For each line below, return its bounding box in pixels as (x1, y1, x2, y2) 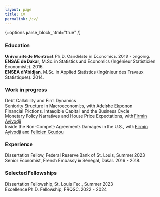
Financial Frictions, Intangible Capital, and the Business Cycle (5, 108, 130, 113)
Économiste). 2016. (5, 63, 44, 69)
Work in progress (5, 86, 48, 93)
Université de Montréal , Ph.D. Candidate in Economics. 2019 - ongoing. (5, 53, 151, 59)
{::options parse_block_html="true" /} (5, 30, 81, 36)
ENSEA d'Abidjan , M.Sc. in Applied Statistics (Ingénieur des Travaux (5, 69, 144, 75)
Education (5, 42, 30, 49)
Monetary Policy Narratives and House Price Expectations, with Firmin (5, 113, 147, 119)
